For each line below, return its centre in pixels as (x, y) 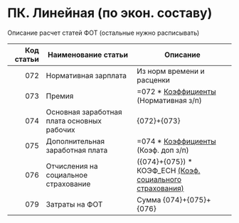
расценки (154, 80)
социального (159, 179)
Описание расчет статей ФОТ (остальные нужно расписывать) (103, 33)
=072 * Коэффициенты (176, 92)
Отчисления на (72, 166)
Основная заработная (84, 111)
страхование (68, 184)
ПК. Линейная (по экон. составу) (110, 13)
